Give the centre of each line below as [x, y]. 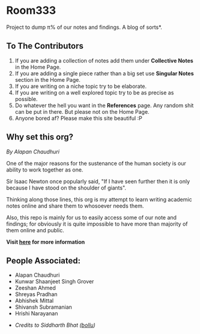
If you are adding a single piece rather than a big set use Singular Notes [104, 73]
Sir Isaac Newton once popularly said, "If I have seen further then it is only [98, 181]
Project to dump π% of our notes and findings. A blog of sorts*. [84, 27]
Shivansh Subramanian [43, 307]
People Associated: [44, 260]
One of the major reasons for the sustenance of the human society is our [96, 163]
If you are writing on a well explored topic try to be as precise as [94, 92]
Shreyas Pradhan [36, 294]
